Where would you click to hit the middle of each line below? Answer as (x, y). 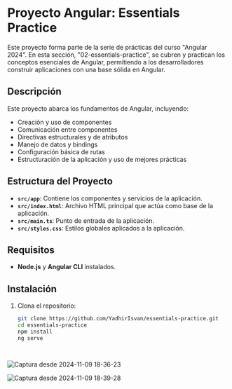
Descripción (34, 91)
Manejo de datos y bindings (57, 144)
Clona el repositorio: (47, 306)
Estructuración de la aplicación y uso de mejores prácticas (102, 159)
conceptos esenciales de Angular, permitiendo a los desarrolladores (105, 62)
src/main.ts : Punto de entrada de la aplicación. (86, 220)
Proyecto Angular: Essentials (94, 13)
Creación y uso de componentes (64, 122)
